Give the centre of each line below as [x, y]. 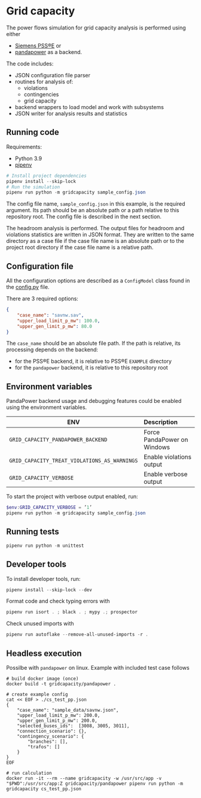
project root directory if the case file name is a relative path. [80, 248]
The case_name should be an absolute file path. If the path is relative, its [93, 344]
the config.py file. [28, 287]
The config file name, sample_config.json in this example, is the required [96, 204]
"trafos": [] [44, 747]
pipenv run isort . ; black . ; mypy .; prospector [72, 612]
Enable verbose [165, 474]
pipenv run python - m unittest [45, 546]
